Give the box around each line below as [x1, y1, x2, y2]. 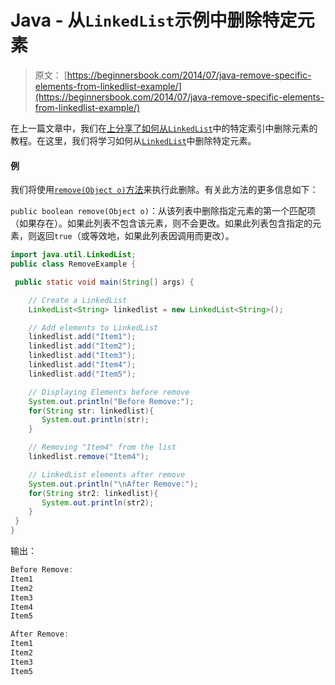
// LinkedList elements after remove [28, 469, 186, 480]
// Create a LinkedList [28, 295, 128, 305]
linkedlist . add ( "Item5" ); [28, 369, 137, 379]
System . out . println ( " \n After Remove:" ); [28, 479, 199, 489]
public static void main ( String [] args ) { [14, 277, 195, 287]
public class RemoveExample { [10, 259, 137, 270]
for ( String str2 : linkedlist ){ [28, 488, 159, 498]
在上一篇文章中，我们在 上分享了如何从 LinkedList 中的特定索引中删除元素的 [10, 122, 318, 134]
